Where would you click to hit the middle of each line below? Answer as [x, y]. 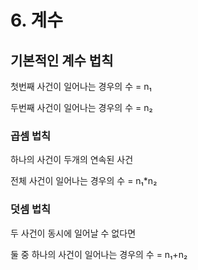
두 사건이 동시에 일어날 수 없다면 [73, 233]
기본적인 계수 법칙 [62, 60]
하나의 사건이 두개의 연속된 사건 [72, 160]
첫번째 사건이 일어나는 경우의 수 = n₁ [81, 86]
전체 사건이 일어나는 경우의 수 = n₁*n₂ [84, 181]
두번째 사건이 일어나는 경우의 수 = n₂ [81, 107]
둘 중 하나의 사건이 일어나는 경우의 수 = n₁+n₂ [99, 254]
